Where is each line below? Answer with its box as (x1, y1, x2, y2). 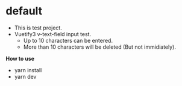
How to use (5, 55, 34, 62)
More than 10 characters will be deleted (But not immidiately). (23, 43, 176, 51)
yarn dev (14, 73, 37, 80)
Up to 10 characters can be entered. (23, 37, 113, 44)
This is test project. (14, 24, 63, 31)
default (5, 4, 43, 18)
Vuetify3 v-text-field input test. (14, 30, 92, 37)
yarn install (14, 66, 42, 73)
